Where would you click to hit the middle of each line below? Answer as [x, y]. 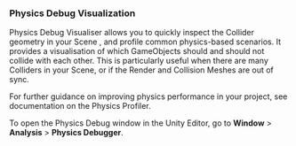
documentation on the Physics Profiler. [80, 106]
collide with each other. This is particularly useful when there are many [139, 61]
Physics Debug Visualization [72, 13]
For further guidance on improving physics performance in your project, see [148, 96]
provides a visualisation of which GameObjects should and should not [137, 51]
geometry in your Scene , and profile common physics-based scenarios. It [145, 42]
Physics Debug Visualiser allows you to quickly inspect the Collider [132, 33]
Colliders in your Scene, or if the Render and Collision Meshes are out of [141, 70]
